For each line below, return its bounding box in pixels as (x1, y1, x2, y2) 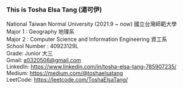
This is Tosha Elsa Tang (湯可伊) (6, 5, 102, 13)
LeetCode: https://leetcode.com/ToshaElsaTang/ (6, 76, 128, 84)
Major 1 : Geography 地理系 (6, 28, 75, 35)
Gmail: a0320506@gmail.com (6, 57, 81, 64)
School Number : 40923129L (6, 43, 79, 50)
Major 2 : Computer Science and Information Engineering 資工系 (6, 35, 168, 43)
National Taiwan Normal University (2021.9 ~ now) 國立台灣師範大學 (6, 20, 177, 28)
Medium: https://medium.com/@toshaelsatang (6, 69, 123, 77)
